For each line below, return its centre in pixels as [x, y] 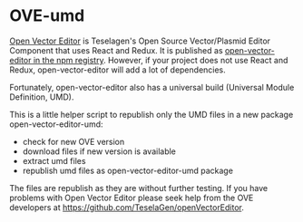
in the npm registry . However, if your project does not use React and [161, 60]
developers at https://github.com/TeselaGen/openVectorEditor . [127, 207]
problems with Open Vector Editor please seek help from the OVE [132, 198]
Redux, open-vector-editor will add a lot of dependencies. [118, 70]
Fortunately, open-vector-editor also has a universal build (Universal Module [152, 87]
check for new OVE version [73, 141]
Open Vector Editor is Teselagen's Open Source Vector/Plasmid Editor [140, 41]
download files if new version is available [99, 151]
